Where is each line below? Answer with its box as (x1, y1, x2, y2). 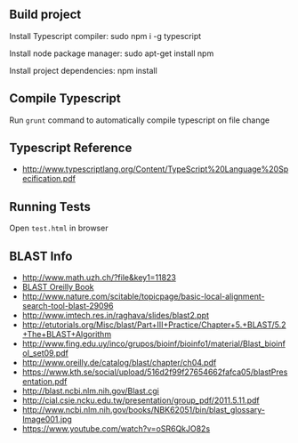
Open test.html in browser (9, 222, 109, 234)
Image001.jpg (21, 414, 73, 425)
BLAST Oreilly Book (21, 282, 95, 293)
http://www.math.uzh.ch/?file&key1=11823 (21, 272, 176, 283)
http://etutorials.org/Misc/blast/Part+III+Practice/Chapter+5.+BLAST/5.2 (21, 319, 286, 330)
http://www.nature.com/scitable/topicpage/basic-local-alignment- (21, 291, 265, 302)
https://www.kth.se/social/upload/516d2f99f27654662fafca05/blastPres (21, 366, 288, 377)
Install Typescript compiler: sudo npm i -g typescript (9, 30, 202, 41)
